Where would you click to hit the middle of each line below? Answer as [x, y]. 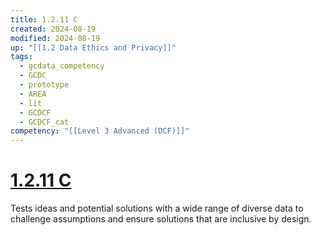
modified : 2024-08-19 [55, 38]
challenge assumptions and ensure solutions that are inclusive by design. [161, 219]
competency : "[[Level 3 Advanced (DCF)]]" [100, 131]
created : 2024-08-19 [53, 29]
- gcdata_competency [62, 66]
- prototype [44, 85]
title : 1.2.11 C [44, 19]
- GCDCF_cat [44, 122]
